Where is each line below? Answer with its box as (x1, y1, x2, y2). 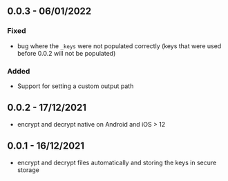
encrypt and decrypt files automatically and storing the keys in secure (17, 158, 217, 167)
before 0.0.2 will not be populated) (17, 49, 116, 57)
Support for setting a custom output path (17, 82, 134, 90)
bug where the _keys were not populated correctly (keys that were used (17, 41, 222, 50)
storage (17, 165, 39, 174)
